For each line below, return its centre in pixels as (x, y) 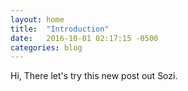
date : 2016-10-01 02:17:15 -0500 (84, 38)
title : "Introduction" (60, 29)
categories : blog (46, 47)
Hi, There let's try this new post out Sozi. (94, 76)
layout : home (37, 19)
